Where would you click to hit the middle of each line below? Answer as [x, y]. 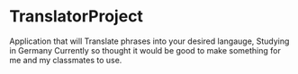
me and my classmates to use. [66, 60]
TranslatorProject [77, 16]
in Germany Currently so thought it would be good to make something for [145, 50]
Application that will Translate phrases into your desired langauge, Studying [149, 41]
